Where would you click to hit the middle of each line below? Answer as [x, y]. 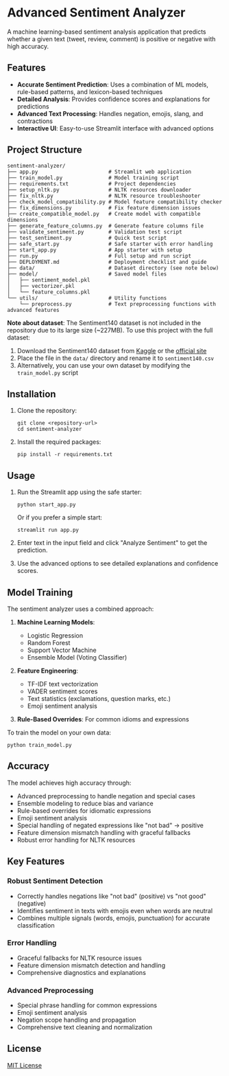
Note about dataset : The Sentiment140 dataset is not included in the [104, 323]
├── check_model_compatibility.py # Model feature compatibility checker [115, 202]
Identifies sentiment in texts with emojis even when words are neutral [115, 910]
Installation [32, 394]
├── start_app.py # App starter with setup [95, 250]
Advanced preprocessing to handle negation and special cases [106, 796]
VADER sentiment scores [62, 691]
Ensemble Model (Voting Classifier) [77, 657]
